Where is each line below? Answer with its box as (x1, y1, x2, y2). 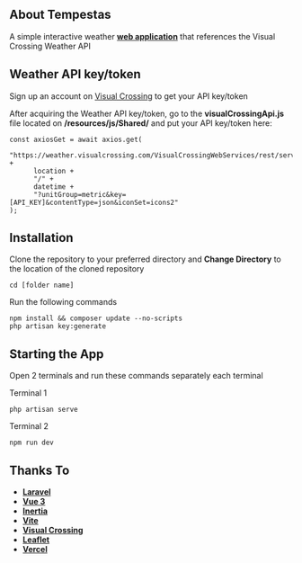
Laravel (22, 487, 51, 497)
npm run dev (9, 438, 54, 448)
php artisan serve (9, 405, 78, 415)
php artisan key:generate (9, 322, 106, 331)
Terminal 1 (9, 388, 48, 398)
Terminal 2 (9, 421, 49, 432)
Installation (9, 230, 74, 246)
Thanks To (9, 462, 70, 478)
